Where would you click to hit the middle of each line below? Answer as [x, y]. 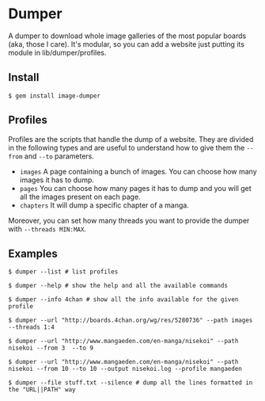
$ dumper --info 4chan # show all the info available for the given [123, 300]
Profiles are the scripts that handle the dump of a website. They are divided [131, 139]
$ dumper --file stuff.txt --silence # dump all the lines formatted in [131, 383]
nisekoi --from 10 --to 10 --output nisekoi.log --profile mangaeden [125, 369]
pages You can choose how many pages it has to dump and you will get [135, 188]
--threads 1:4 [32, 327]
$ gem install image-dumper [55, 96]
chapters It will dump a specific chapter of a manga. [104, 205]
